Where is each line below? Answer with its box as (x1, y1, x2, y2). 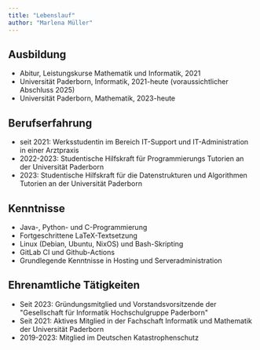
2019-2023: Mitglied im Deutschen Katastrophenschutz (19, 333, 199, 342)
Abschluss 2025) (19, 86, 75, 95)
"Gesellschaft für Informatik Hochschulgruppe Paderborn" (19, 308, 209, 317)
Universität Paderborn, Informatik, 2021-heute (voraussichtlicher (19, 77, 229, 86)
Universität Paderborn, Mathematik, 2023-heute (19, 93, 176, 103)
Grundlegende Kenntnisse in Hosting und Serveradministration (19, 256, 222, 265)
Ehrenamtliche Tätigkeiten (8, 279, 140, 292)
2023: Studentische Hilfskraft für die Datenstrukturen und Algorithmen (19, 170, 247, 180)
